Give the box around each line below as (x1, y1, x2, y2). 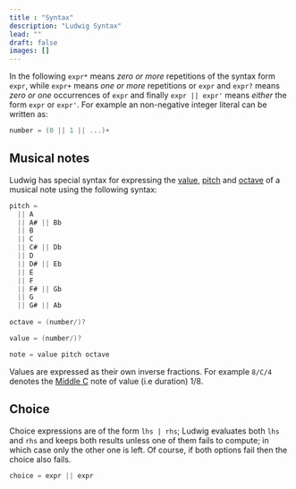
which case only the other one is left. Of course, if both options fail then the (9, 444, 288, 455)
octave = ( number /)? (9, 318, 87, 327)
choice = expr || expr (9, 471, 94, 480)
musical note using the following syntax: (9, 184, 158, 195)
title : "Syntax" (9, 13, 74, 22)
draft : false (9, 38, 58, 47)
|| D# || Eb (17, 259, 63, 268)
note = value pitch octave (9, 350, 110, 358)
